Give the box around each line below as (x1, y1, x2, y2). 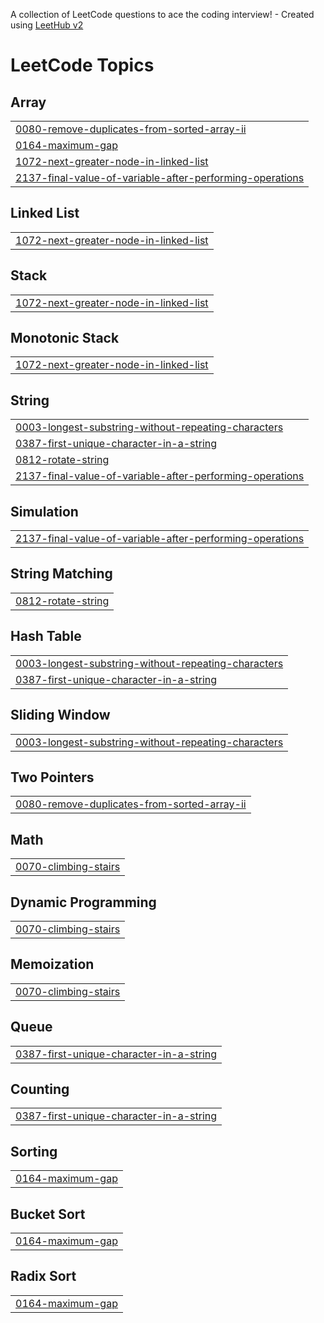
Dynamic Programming (10, 894, 157, 911)
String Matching (10, 565, 113, 583)
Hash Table (10, 628, 82, 645)
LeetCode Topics (10, 54, 155, 77)
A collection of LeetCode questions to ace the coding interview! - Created (10, 9, 315, 20)
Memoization (10, 956, 95, 973)
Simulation (10, 503, 79, 520)
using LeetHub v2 (10, 19, 84, 31)
